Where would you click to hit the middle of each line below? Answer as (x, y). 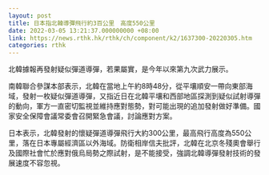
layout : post (30, 16)
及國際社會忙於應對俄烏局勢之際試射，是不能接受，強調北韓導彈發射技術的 (131, 153)
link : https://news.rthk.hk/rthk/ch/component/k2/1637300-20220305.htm (130, 38)
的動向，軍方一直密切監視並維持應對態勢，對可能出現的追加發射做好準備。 (131, 106)
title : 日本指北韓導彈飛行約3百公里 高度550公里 (82, 23)
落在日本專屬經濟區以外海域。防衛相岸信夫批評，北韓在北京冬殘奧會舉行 (141, 143)
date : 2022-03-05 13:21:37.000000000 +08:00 (84, 30)
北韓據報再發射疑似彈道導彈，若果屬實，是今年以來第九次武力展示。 (120, 70)
